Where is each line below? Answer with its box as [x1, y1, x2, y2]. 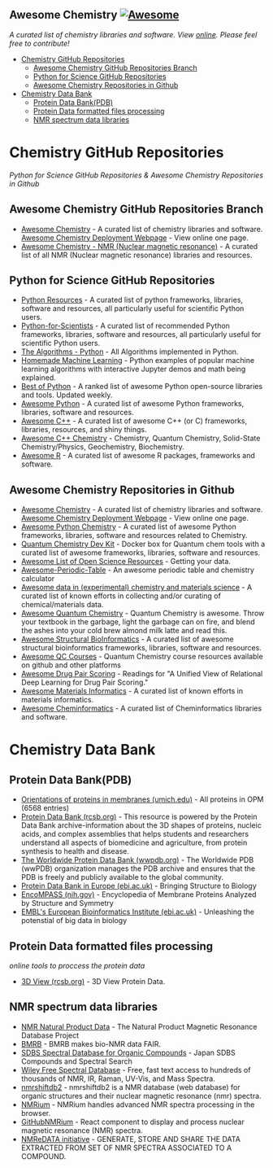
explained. [20, 373, 56, 383]
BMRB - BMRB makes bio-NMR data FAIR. [20, 1039, 162, 1048]
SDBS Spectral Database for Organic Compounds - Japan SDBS [20, 1048, 236, 1057]
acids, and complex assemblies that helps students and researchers [20, 829, 249, 839]
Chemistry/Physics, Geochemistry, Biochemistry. [20, 442, 185, 452]
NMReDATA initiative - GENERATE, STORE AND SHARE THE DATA [20, 1134, 240, 1144]
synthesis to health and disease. [20, 846, 129, 856]
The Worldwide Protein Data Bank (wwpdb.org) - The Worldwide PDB [20, 855, 254, 865]
